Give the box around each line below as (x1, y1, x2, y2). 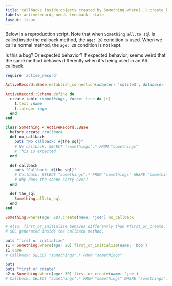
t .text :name (14, 101, 42, 106)
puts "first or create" (5, 266, 56, 272)
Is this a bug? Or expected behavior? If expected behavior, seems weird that (5, 52, 166, 58)
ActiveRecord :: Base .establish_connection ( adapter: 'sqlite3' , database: (5, 82, 164, 87)
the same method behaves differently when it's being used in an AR (5, 58, 148, 64)
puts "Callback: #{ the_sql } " (14, 168, 77, 173)
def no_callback (10, 134, 45, 139)
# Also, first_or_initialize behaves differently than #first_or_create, (5, 224, 166, 229)
